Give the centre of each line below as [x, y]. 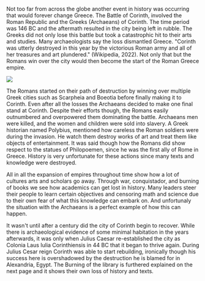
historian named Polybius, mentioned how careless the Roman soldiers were [102, 130]
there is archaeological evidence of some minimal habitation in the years [98, 232]
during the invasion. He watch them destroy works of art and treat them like [102, 137]
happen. [17, 214]
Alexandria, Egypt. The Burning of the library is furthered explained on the [99, 264]
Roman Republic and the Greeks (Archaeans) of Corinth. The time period [98, 22]
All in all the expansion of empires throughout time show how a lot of [93, 175]
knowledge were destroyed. [42, 163]
